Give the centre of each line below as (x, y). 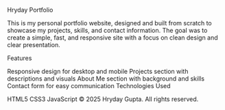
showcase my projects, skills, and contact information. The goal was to (107, 30)
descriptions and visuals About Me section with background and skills (106, 79)
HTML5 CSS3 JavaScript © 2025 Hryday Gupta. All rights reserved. (103, 99)
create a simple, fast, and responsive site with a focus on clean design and (113, 38)
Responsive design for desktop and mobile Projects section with (98, 71)
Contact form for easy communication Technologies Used (89, 86)
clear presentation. (34, 45)
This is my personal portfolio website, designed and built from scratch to (110, 23)
